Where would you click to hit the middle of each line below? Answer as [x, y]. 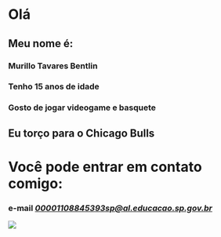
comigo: [36, 183]
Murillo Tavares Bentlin [53, 66]
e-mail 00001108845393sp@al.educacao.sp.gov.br [110, 208]
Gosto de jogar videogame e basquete [82, 108]
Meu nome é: [41, 44]
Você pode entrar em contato [105, 167]
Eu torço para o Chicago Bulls [82, 133]
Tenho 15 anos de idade [54, 86]
